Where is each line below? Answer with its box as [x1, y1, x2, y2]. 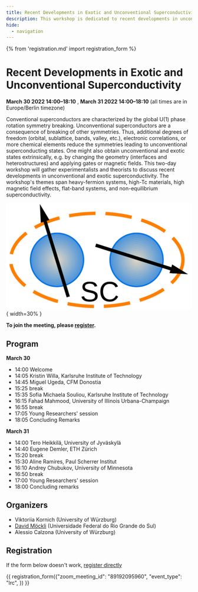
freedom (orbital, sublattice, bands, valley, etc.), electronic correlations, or [6, 135, 186, 142]
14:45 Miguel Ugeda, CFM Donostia [14, 379, 101, 386]
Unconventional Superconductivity [6, 79, 181, 92]
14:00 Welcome [14, 365, 53, 373]
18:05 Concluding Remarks [14, 416, 81, 423]
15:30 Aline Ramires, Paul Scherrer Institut [14, 458, 117, 465]
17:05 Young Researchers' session [14, 410, 98, 417]
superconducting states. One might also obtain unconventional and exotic [6, 147, 185, 154]
